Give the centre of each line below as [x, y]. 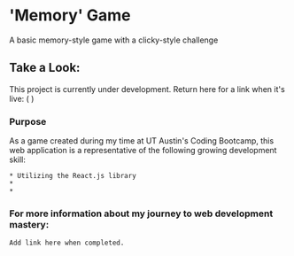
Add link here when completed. [67, 243]
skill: [18, 159]
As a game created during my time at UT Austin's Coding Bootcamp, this [142, 141]
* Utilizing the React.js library [73, 176]
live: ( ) [22, 98]
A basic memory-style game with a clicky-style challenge [114, 40]
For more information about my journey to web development [141, 213]
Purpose [28, 121]
